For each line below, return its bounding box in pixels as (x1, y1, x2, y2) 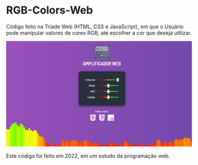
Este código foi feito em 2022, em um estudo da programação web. (6, 152, 170, 159)
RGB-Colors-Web (6, 4, 93, 17)
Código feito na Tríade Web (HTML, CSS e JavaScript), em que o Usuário (6, 23, 184, 30)
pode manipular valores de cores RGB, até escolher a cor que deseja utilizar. (6, 29, 192, 36)
